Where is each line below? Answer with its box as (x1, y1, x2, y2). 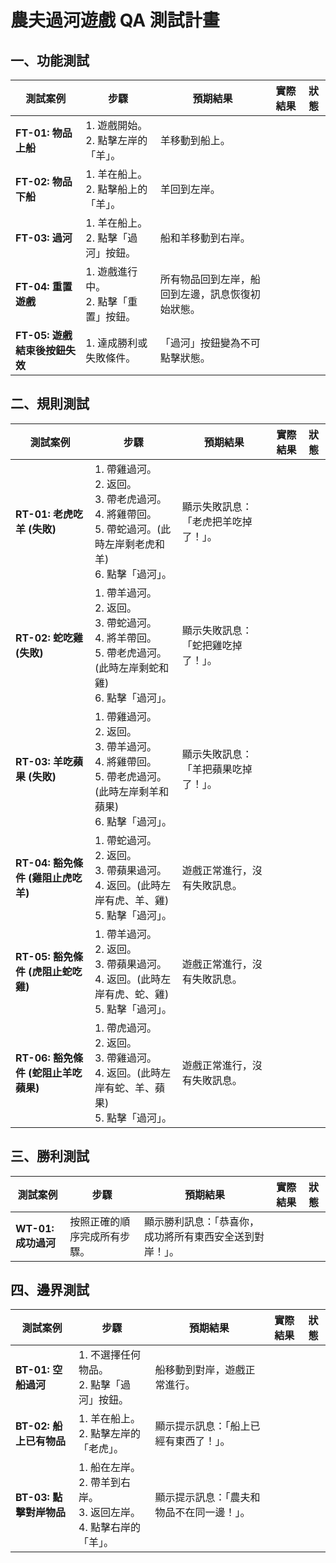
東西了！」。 (174, 1434, 231, 1448)
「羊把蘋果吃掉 (181, 762, 253, 776)
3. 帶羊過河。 (94, 739, 157, 753)
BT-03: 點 (15, 1491, 63, 1505)
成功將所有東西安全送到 (143, 1229, 255, 1243)
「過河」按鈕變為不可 (159, 336, 261, 350)
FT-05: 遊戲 (15, 329, 73, 342)
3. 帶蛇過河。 (94, 616, 157, 630)
